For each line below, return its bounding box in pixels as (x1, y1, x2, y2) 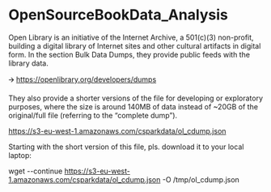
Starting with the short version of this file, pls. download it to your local (8, 142, 244, 151)
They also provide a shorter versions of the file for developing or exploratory (8, 93, 264, 103)
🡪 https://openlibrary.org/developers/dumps (8, 75, 157, 84)
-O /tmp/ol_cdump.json (162, 174, 240, 184)
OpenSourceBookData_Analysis (8, 6, 228, 24)
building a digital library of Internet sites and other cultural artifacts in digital (8, 41, 261, 50)
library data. (8, 58, 49, 68)
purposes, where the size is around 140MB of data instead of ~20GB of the (8, 101, 259, 111)
